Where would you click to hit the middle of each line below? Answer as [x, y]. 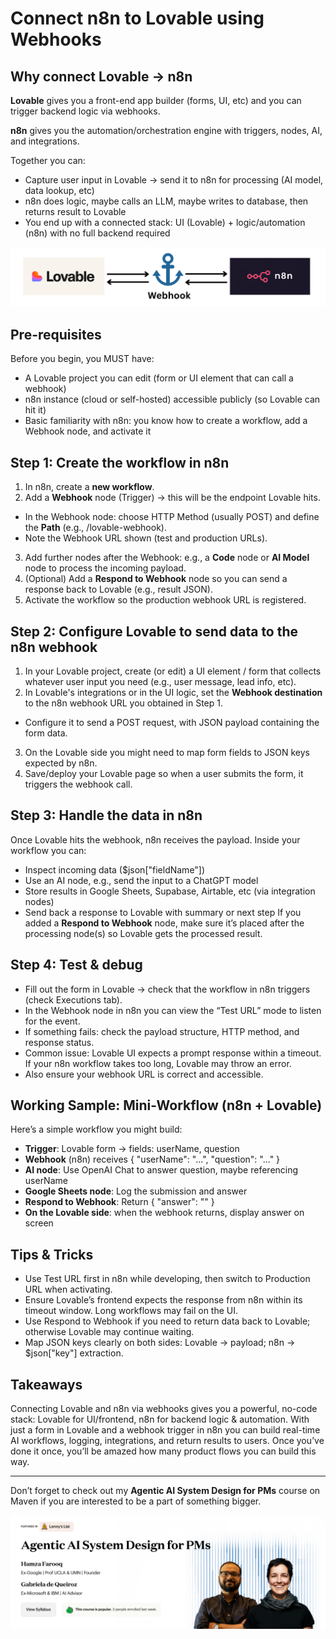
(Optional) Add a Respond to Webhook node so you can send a [156, 579]
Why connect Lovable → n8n [101, 76]
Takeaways [46, 1384]
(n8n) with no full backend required [97, 233]
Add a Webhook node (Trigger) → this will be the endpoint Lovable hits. [172, 498]
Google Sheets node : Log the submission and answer [136, 1191]
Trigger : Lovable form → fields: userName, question [132, 1149]
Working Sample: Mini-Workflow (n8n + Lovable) [166, 1105]
